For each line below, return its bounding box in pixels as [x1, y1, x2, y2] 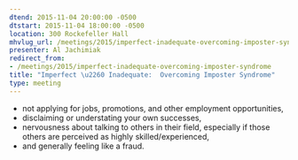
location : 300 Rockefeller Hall [9, 29, 129, 38]
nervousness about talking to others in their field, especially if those [21, 121, 271, 133]
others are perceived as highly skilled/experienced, [21, 131, 210, 141]
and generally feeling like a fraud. [21, 141, 145, 151]
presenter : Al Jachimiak [9, 46, 101, 55]
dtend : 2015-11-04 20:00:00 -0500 [9, 12, 137, 22]
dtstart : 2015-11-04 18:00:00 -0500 [9, 21, 145, 30]
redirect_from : [9, 54, 66, 63]
